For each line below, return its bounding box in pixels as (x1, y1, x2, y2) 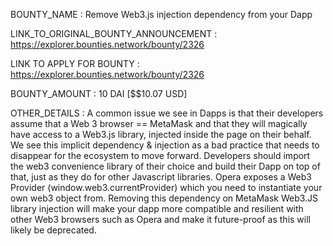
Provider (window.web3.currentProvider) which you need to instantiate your (10, 182, 323, 193)
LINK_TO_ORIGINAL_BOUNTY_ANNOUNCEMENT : (10, 28, 218, 39)
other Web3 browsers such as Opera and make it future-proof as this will (10, 214, 311, 225)
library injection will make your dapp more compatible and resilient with (10, 203, 304, 214)
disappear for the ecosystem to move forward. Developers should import (10, 150, 311, 161)
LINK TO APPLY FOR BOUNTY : (10, 58, 140, 69)
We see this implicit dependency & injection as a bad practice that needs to (10, 139, 320, 151)
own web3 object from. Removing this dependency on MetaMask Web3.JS (10, 192, 319, 204)
